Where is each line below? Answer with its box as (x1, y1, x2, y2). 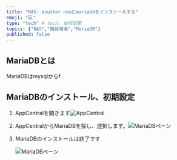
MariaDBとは (6, 55, 56, 65)
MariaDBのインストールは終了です (15, 135, 101, 142)
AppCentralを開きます (15, 109, 71, 116)
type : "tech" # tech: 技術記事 (6, 20, 82, 26)
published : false (6, 32, 50, 38)
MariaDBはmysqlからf (6, 72, 61, 79)
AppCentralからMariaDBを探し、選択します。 (15, 122, 129, 129)
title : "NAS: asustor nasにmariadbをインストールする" (6, 8, 138, 15)
